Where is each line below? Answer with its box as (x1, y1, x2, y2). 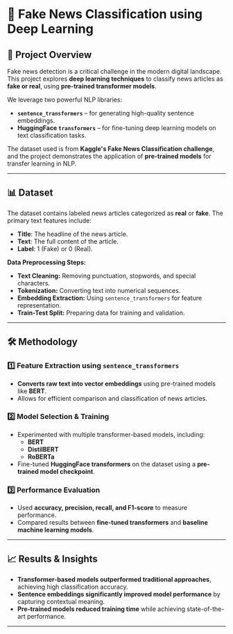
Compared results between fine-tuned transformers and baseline (17, 518, 208, 527)
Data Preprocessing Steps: (7, 257, 87, 267)
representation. (17, 301, 61, 309)
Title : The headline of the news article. (17, 230, 128, 238)
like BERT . (17, 386, 47, 395)
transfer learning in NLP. (7, 159, 77, 168)
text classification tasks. (17, 132, 87, 139)
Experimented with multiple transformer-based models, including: (17, 430, 205, 438)
